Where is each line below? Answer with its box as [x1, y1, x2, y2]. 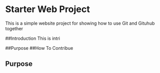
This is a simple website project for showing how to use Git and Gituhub [5, 20, 155, 26]
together [5, 25, 23, 31]
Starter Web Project [5, 4, 90, 15]
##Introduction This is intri [5, 35, 60, 41]
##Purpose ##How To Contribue [5, 45, 73, 51]
